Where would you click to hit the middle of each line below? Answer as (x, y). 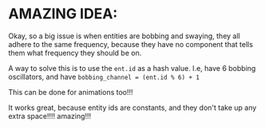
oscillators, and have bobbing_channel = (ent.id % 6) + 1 (104, 76)
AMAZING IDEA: (63, 14)
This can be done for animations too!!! (71, 92)
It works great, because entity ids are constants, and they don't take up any (132, 107)
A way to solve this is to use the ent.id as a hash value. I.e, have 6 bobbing (132, 68)
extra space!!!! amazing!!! (50, 115)
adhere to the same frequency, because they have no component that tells (131, 44)
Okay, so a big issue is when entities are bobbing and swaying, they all (125, 36)
